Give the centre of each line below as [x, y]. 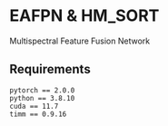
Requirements [50, 69]
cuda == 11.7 [34, 106]
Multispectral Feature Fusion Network [80, 41]
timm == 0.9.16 [38, 114]
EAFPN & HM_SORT [84, 16]
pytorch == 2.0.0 [42, 90]
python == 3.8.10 [42, 98]
